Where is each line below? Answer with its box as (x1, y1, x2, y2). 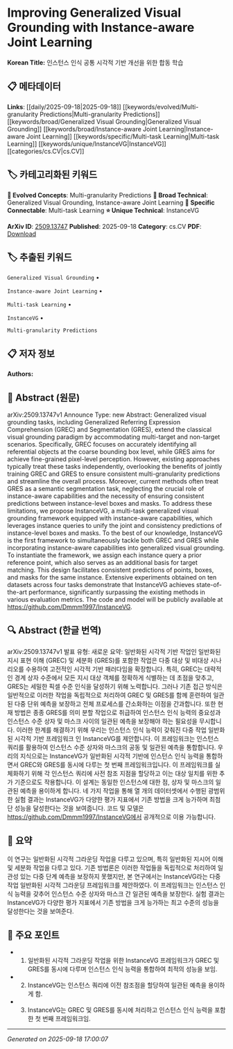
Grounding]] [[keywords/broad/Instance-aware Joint (7, 125, 157, 133)
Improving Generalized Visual (7, 5, 182, 21)
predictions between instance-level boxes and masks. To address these (7, 499, 213, 507)
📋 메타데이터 (7, 81, 61, 93)
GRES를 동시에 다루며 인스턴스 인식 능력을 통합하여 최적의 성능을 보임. (27, 965, 218, 973)
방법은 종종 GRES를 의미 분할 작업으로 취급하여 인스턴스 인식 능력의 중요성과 (14, 708, 221, 716)
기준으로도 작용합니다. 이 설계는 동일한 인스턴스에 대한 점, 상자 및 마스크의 (14, 778, 214, 786)
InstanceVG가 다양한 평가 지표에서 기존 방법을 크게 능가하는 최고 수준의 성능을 (7, 898, 220, 906)
